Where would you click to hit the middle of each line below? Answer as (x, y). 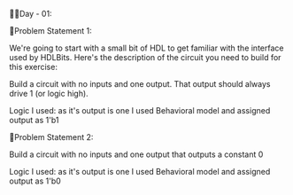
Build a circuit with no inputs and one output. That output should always (140, 84)
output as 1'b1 (34, 120)
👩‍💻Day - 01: (31, 14)
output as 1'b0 (35, 181)
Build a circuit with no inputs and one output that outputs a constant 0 (136, 154)
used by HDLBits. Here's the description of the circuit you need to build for (145, 57)
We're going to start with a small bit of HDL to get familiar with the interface (146, 48)
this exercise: (33, 67)
